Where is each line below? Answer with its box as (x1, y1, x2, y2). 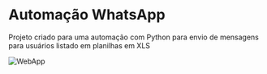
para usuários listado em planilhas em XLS (8, 40, 151, 50)
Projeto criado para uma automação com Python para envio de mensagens (8, 32, 260, 42)
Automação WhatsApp (8, 6, 166, 24)
